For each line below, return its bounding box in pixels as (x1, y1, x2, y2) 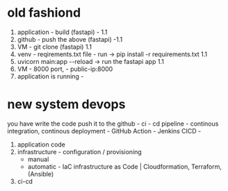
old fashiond (7, 5, 81, 21)
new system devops (7, 97, 126, 113)
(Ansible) (27, 169, 54, 178)
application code (17, 140, 66, 149)
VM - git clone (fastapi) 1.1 (17, 42, 92, 51)
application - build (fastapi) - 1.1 (17, 28, 108, 36)
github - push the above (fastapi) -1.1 (17, 35, 123, 43)
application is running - (17, 72, 84, 81)
